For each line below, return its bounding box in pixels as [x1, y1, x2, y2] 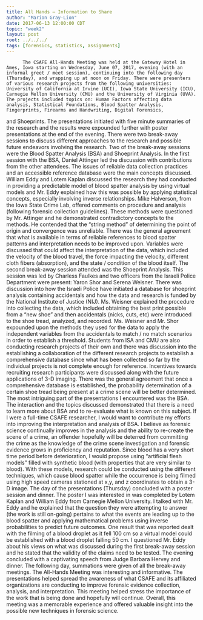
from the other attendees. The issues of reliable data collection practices [6, 162, 188, 170]
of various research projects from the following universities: [6, 80, 172, 87]
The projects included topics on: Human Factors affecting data [6, 96, 172, 102]
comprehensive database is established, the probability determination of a [6, 381, 192, 388]
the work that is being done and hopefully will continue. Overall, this [6, 594, 176, 601]
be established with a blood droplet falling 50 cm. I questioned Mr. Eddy [6, 536, 186, 543]
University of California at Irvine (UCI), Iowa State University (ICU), [6, 85, 197, 92]
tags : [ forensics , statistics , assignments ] [6, 43, 121, 49]
